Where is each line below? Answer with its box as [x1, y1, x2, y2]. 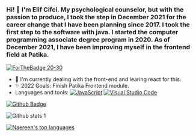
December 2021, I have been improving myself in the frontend [6, 43, 191, 51]
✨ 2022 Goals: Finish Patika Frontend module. [14, 82, 129, 90]
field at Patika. [6, 50, 49, 59]
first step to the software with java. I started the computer [6, 28, 179, 36]
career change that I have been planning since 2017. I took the [6, 20, 191, 29]
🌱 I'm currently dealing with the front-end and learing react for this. [14, 76, 182, 83]
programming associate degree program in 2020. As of [6, 35, 170, 44]
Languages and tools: [14, 89, 69, 96]
